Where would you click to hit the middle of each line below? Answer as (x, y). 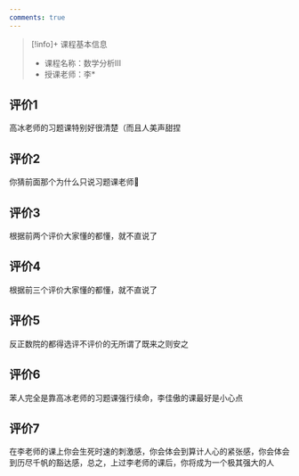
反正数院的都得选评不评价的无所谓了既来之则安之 (99, 343)
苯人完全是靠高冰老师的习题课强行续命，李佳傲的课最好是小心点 (126, 398)
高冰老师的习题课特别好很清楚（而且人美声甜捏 (95, 128)
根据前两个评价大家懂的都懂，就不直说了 (83, 236)
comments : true (37, 17)
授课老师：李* (70, 74)
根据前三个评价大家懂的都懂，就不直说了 (83, 290)
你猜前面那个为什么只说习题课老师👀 (74, 182)
